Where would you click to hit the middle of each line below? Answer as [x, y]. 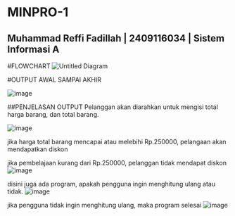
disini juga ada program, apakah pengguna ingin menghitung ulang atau [112, 184]
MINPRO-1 [38, 12]
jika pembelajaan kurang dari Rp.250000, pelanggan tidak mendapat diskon [117, 163]
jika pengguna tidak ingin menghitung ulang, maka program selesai [104, 205]
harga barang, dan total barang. [53, 114]
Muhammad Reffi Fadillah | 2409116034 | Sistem [116, 38]
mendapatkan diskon [38, 149]
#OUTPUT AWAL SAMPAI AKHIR [55, 80]
